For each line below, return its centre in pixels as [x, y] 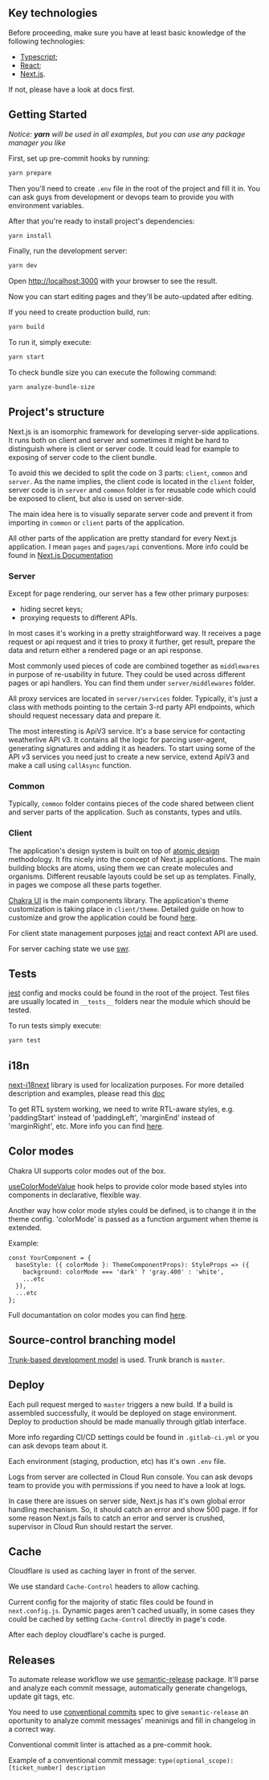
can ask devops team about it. [58, 1446]
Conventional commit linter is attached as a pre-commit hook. [110, 1745]
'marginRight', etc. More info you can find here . [86, 1126]
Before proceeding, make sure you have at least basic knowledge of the [127, 32]
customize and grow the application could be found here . [103, 917]
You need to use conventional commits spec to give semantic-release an [128, 1712]
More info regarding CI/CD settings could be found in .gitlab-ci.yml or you [134, 1437]
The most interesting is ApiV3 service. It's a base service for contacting [127, 731]
